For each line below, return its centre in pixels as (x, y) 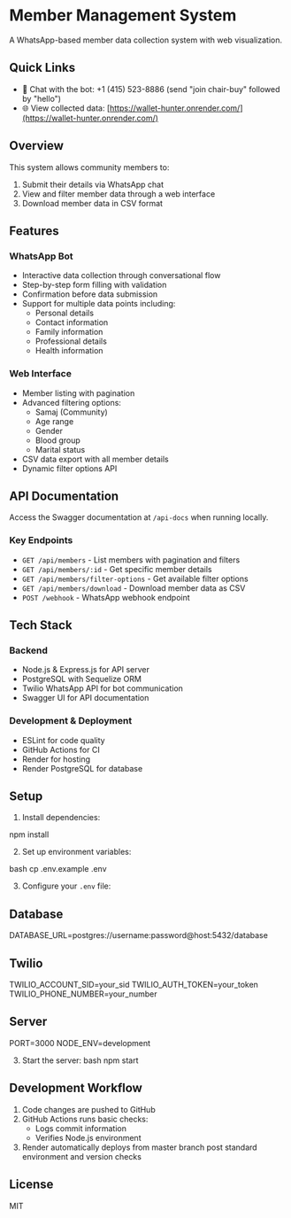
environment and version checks (81, 1156)
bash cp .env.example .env (58, 869)
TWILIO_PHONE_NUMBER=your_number (83, 994)
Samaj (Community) (71, 412)
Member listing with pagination (78, 393)
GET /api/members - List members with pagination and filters (131, 560)
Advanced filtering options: (72, 402)
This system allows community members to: (89, 167)
